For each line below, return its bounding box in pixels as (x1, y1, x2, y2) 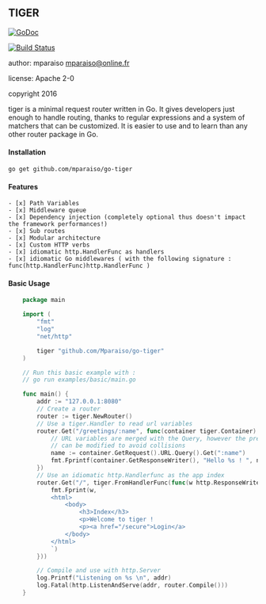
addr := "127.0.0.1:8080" (36, 398, 123, 406)
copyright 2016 (8, 89, 58, 98)
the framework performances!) (8, 220, 108, 228)
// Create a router (36, 405, 101, 413)
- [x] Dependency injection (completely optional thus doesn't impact (8, 213, 246, 221)
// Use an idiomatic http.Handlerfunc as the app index (36, 471, 225, 479)
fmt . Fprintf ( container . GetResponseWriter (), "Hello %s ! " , (50, 457, 253, 464)
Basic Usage (8, 278, 50, 288)
